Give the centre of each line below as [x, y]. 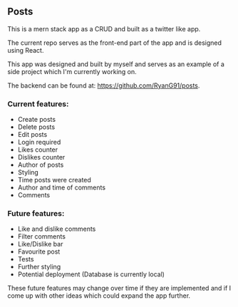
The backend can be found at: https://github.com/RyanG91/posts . [104, 85]
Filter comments [42, 236]
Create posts [36, 120]
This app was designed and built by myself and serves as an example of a [116, 64]
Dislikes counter [41, 157]
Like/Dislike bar [40, 244]
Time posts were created [54, 180]
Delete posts [36, 127]
